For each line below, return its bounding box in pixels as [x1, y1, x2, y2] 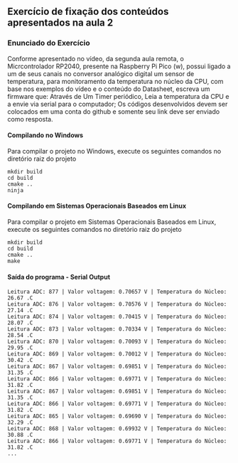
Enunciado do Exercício [7, 38, 90, 48]
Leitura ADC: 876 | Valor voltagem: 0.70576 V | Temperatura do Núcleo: [7, 301, 227, 308]
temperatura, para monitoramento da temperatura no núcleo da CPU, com [7, 77, 224, 85]
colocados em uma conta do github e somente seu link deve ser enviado [7, 107, 220, 116]
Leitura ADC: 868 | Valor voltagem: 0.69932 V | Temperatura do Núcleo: [7, 425, 227, 432]
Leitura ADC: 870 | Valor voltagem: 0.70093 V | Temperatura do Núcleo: [7, 338, 227, 346]
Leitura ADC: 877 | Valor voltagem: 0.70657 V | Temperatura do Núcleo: [7, 288, 227, 296]
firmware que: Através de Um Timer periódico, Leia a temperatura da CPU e [7, 92, 229, 100]
